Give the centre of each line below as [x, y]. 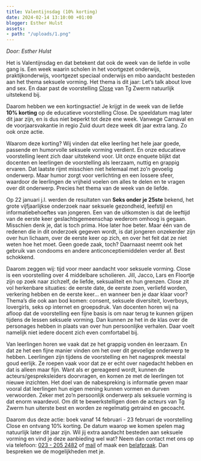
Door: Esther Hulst [29, 51]
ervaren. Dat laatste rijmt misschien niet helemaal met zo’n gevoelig [89, 169]
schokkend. [21, 257]
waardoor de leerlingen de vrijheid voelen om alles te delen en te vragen [96, 182]
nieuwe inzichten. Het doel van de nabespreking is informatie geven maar [97, 382]
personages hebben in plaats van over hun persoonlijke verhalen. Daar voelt [100, 326]
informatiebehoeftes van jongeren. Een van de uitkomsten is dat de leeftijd [98, 212]
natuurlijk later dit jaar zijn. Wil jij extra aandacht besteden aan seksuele [94, 432]
